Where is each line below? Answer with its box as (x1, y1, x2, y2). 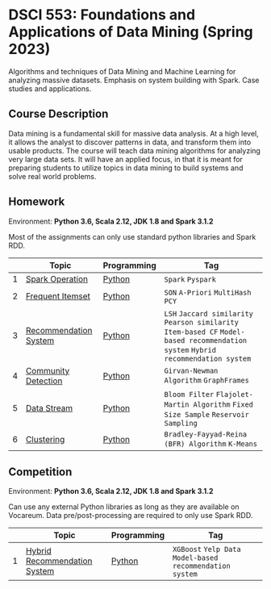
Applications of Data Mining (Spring (8, 23, 254, 41)
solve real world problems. (8, 171, 97, 181)
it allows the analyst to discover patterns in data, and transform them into (8, 137, 252, 147)
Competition (8, 465, 73, 478)
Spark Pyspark (164, 274, 216, 284)
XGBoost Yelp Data (172, 545, 241, 554)
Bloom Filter (164, 390, 215, 399)
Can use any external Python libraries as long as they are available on (8, 502, 240, 512)
